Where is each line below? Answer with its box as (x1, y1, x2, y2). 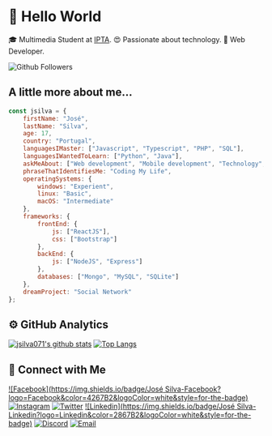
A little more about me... (8, 85, 133, 100)
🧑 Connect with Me (8, 362, 107, 376)
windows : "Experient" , (37, 182, 114, 190)
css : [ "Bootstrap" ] (51, 235, 117, 243)
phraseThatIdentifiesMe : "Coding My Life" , (23, 167, 172, 175)
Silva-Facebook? (164, 384, 221, 394)
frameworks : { (23, 212, 70, 220)
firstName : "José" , (23, 114, 89, 122)
